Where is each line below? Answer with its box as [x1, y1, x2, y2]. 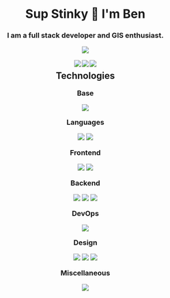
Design [73, 238, 98, 247]
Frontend [70, 147, 101, 157]
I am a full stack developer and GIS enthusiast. [7, 31, 164, 40]
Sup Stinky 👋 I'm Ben [25, 6, 146, 22]
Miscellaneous [60, 268, 111, 277]
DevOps [72, 208, 99, 218]
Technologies [55, 70, 115, 82]
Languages [66, 117, 105, 127]
